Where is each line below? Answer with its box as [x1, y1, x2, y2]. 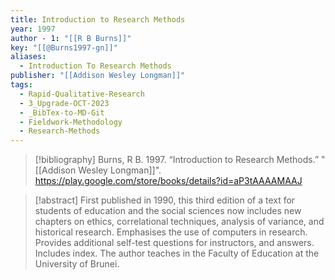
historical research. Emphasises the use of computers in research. [34, 226, 308, 238]
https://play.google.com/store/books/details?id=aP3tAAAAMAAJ [34, 175, 303, 187]
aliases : [10, 52, 47, 62]
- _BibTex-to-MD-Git [19, 107, 105, 118]
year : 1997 [10, 24, 56, 34]
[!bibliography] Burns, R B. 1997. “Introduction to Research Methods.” [34, 154, 320, 166]
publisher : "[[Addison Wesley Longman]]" [10, 71, 186, 81]
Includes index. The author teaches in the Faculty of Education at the [34, 247, 320, 260]
